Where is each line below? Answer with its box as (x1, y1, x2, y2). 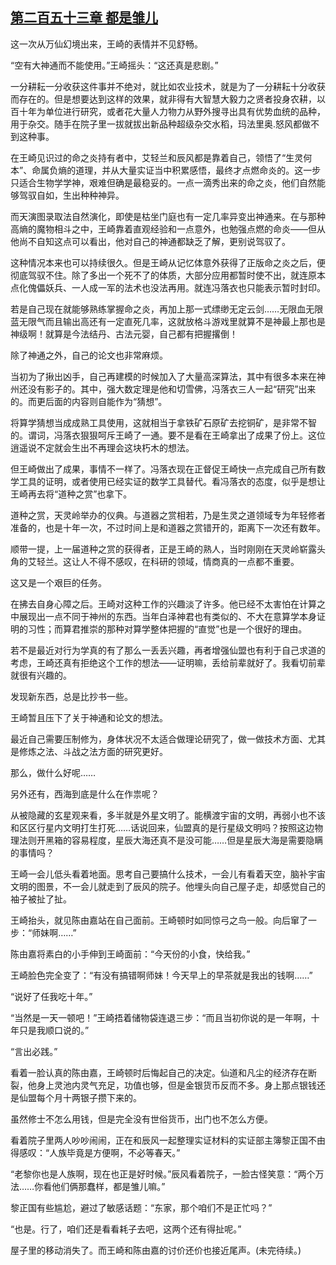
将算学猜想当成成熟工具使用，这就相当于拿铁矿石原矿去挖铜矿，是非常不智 (10, 416, 317, 428)
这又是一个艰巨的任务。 (10, 576, 107, 588)
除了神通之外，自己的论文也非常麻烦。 (10, 349, 168, 361)
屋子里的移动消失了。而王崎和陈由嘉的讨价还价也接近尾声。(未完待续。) (10, 1244, 302, 1256)
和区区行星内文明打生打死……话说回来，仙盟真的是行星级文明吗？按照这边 (10, 821, 315, 833)
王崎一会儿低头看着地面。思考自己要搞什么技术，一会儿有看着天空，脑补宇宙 (10, 868, 326, 880)
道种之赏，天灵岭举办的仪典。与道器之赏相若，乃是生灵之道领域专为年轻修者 (10, 509, 326, 521)
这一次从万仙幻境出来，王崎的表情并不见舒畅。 (10, 38, 203, 50)
